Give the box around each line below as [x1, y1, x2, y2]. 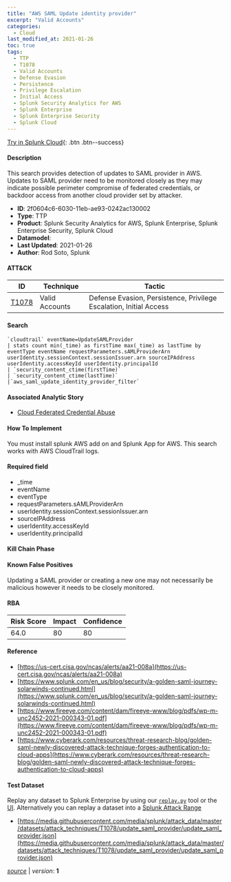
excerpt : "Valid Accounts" [7, 17, 85, 23]
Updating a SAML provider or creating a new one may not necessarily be [7, 576, 213, 584]
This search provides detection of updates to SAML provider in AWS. [7, 169, 202, 177]
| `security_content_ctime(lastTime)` [7, 373, 118, 380]
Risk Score [10, 616, 47, 626]
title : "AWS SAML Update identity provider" [7, 10, 137, 17]
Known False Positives [7, 560, 74, 568]
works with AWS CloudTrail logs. [7, 447, 100, 455]
